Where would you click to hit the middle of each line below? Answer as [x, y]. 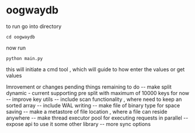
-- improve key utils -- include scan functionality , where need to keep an [94, 99]
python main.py [25, 58]
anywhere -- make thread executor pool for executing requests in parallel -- [97, 118]
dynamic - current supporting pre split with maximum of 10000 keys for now [98, 93]
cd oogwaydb [20, 37]
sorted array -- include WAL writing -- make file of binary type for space [93, 105]
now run [16, 48]
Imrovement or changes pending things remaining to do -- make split [89, 87]
